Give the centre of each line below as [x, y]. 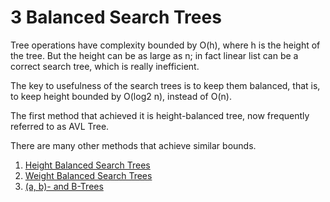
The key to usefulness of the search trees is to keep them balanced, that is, [165, 85]
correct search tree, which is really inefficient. [105, 66]
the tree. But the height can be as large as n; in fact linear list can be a [154, 55]
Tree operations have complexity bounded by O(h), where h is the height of [165, 45]
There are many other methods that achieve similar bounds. [133, 145]
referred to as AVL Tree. [60, 126]
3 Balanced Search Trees [116, 17]
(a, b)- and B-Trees [64, 186]
